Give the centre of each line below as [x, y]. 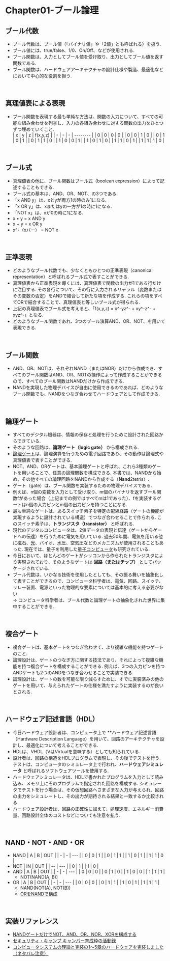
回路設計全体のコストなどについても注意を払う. [71, 815]
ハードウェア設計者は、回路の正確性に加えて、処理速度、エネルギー [83, 809]
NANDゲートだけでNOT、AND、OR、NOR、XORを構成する [75, 935]
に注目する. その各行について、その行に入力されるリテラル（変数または [87, 290]
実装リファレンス [32, 921]
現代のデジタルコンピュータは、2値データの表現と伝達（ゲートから [83, 530]
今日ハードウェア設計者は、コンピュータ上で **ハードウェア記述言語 [84, 732]
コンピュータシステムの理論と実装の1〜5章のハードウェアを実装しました [88, 947]
